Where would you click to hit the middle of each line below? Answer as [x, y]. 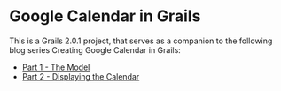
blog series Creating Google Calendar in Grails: [95, 49]
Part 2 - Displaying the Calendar [81, 76]
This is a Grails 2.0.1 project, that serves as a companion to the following [141, 41]
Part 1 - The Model [56, 67]
